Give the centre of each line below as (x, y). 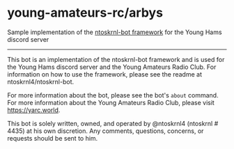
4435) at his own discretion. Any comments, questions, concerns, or (106, 131)
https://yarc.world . (34, 110)
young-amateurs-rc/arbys (85, 13)
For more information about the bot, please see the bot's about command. (113, 95)
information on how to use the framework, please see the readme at (104, 74)
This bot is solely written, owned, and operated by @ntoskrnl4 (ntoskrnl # (113, 123)
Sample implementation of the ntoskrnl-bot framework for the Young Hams (115, 32)
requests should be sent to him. (53, 138)
